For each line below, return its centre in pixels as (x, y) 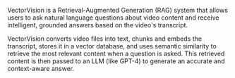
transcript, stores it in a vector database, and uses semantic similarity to (112, 46)
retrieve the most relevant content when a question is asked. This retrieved (116, 53)
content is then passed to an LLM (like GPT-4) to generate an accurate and (116, 61)
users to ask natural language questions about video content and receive (113, 18)
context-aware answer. (41, 69)
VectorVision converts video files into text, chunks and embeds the (105, 39)
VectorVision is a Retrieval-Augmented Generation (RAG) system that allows (117, 10)
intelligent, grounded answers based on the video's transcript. (98, 25)
